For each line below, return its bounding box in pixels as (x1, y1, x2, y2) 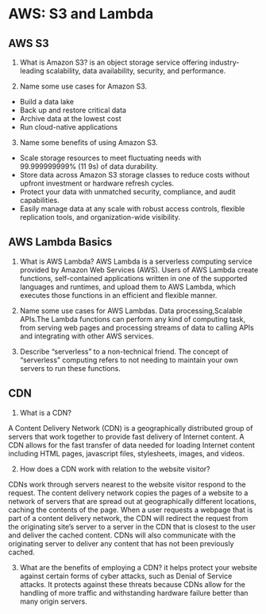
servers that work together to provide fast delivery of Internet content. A (8, 432, 245, 441)
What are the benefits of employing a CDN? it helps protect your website (19, 562, 258, 572)
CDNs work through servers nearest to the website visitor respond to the (8, 479, 246, 489)
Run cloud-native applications (19, 123, 118, 131)
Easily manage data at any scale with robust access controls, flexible (19, 204, 245, 213)
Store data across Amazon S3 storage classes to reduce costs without (19, 170, 250, 179)
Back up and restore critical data (19, 105, 127, 115)
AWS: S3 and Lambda (8, 5, 154, 23)
